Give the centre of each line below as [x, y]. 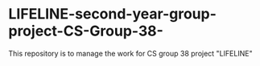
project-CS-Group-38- [86, 31]
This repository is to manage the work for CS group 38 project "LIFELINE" [130, 53]
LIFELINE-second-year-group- [113, 14]
